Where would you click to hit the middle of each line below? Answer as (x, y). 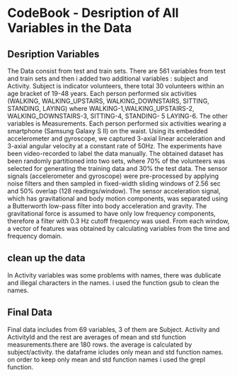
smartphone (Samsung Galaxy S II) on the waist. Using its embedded (108, 131)
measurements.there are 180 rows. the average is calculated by (100, 345)
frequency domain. (35, 236)
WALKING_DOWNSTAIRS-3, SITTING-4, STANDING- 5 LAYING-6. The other (118, 116)
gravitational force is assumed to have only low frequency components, (111, 214)
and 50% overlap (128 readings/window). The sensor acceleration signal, (114, 191)
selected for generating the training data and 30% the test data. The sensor (117, 168)
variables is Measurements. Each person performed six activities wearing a (117, 124)
